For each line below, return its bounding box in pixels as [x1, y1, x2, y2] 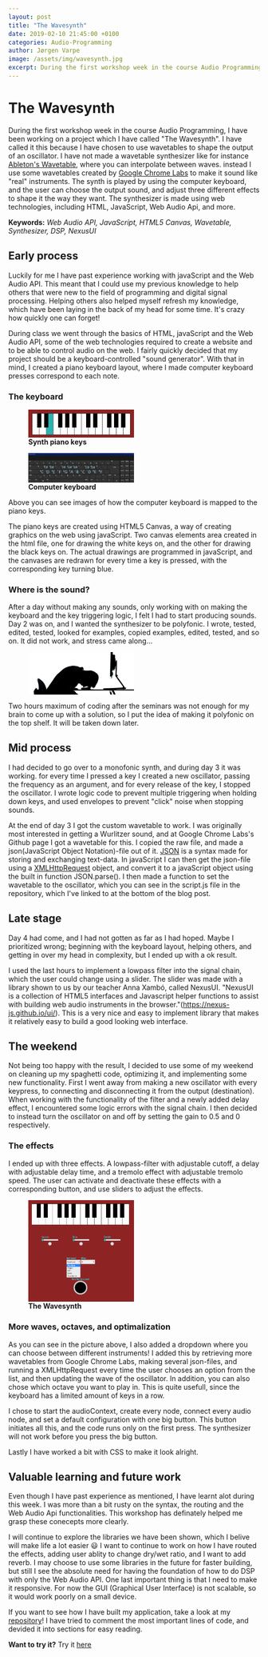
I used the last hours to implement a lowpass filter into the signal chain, [8, 965, 242, 975]
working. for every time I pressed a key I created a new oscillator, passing [8, 770, 250, 780]
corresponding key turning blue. [8, 564, 114, 574]
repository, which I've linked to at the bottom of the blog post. [8, 888, 211, 898]
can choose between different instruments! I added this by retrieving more [8, 1348, 253, 1358]
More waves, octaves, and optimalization [8, 1321, 171, 1332]
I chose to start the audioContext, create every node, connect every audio [8, 1406, 251, 1415]
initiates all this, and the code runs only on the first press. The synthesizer [8, 1423, 251, 1432]
